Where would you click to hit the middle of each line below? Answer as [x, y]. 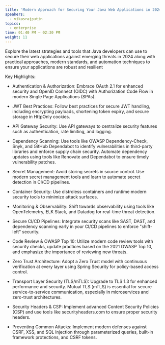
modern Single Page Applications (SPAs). [54, 96]
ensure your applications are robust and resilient [54, 67]
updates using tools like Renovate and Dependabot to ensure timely [81, 156]
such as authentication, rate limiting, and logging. [62, 131]
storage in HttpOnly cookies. [41, 116]
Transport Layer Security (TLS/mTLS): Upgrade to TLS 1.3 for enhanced [85, 281]
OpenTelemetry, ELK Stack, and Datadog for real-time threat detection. [84, 211]
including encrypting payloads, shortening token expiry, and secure [81, 111]
